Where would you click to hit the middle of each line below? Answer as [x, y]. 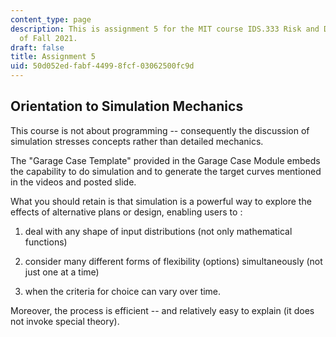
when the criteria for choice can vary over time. [123, 291]
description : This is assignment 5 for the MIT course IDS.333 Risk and [165, 29]
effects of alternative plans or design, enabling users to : [126, 212]
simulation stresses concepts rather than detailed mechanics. [137, 141]
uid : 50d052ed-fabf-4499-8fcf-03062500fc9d [102, 66]
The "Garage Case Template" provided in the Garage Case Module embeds [165, 160]
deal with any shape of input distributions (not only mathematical [158, 231]
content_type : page [51, 19]
